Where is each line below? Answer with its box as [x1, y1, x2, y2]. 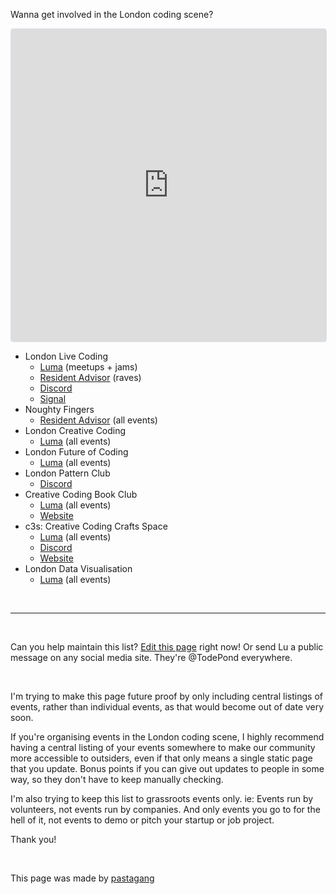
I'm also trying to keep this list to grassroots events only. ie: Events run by [10, 793, 314, 804]
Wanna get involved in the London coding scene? [10, 9, 214, 20]
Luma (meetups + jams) [39, 361, 138, 373]
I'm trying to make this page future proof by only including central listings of [10, 690, 323, 702]
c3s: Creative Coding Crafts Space [24, 520, 168, 532]
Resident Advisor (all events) [39, 414, 158, 426]
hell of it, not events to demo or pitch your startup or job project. [10, 814, 275, 826]
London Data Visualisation [24, 563, 133, 574]
